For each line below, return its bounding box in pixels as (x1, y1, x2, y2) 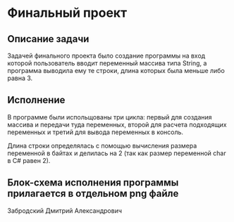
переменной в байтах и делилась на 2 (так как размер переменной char (7, 149, 227, 157)
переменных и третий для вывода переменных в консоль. (7, 128, 184, 136)
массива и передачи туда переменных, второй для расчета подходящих (7, 120, 227, 129)
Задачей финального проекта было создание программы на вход (7, 51, 206, 60)
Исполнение (7, 94, 66, 106)
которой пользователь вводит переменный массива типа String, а (7, 59, 207, 67)
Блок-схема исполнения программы (7, 177, 179, 189)
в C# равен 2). (7, 156, 51, 164)
